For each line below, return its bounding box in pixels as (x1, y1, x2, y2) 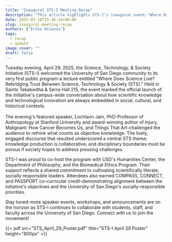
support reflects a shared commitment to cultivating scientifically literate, (5, 167, 160, 173)
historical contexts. (5, 103, 46, 109)
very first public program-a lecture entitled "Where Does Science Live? (5, 75, 155, 82)
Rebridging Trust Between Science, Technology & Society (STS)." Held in (5, 80, 160, 87)
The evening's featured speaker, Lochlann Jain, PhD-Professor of (5, 113, 144, 119)
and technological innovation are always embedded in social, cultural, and (5, 97, 162, 103)
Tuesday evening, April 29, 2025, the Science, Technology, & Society (5, 65, 151, 71)
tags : (5, 31, 17, 36)
